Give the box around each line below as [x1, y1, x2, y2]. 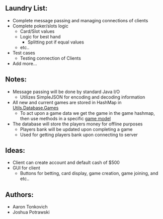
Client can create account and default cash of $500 [12, 159, 120, 166]
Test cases [12, 50, 35, 56]
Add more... [12, 60, 37, 66]
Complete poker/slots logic [12, 23, 69, 29]
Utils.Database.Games [12, 105, 59, 111]
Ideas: [5, 146, 25, 155]
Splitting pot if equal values [27, 39, 85, 45]
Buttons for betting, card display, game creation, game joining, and [20, 170, 158, 177]
